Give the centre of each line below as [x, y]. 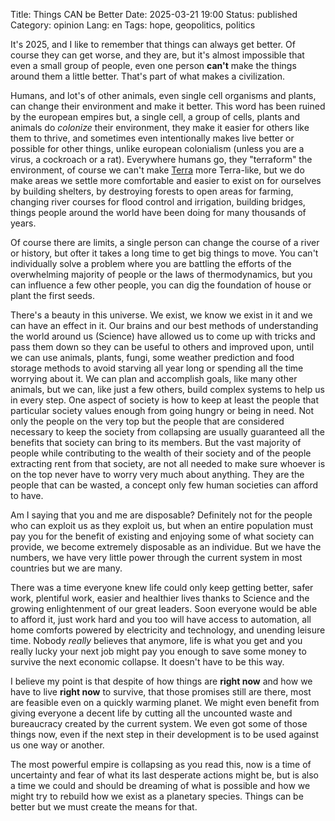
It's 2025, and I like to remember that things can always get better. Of [153, 44]
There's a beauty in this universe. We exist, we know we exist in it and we [161, 315]
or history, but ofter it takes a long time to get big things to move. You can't [164, 253]
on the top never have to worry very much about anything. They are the [157, 474]
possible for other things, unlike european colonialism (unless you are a [157, 148]
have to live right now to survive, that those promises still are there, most [161, 692]
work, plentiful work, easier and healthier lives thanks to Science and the [160, 598]
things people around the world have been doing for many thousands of [158, 212]
